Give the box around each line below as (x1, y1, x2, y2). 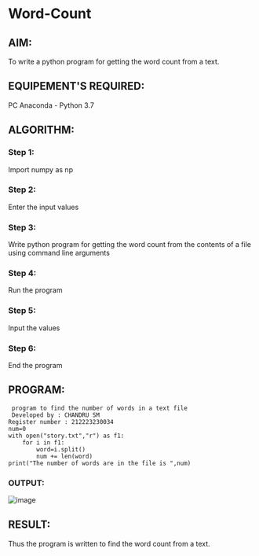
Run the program (8, 285, 63, 295)
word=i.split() (36, 445, 86, 453)
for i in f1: (22, 438, 65, 447)
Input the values (8, 323, 60, 333)
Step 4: (8, 268, 37, 279)
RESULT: (8, 518, 51, 532)
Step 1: (8, 147, 35, 158)
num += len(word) (36, 452, 93, 460)
